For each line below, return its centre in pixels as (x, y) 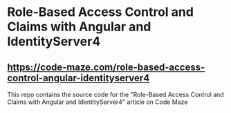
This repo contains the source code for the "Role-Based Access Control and (116, 95)
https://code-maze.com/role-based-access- (106, 67)
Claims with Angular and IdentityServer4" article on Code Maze (98, 102)
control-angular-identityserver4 (78, 78)
